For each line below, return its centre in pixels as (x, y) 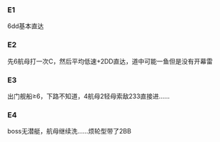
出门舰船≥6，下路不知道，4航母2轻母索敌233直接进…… (89, 96)
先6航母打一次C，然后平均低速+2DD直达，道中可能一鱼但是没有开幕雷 (110, 61)
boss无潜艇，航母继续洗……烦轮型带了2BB (69, 131)
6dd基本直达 (26, 26)
